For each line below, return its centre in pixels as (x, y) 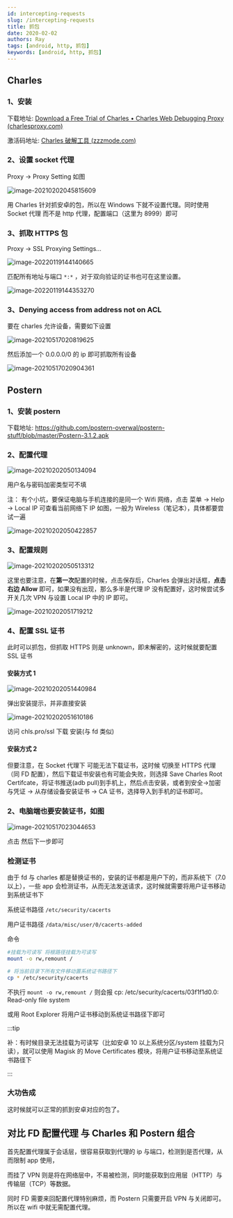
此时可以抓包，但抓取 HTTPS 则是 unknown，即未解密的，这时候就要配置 (112, 647)
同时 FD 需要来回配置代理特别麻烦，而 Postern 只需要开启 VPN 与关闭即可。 (116, 1198)
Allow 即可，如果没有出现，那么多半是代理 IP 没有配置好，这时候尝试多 (123, 589)
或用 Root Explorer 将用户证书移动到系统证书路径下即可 (86, 1014)
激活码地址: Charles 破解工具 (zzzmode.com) (72, 140)
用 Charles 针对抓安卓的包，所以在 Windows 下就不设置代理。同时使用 (108, 204)
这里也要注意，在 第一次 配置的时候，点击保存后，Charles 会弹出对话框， (111, 580)
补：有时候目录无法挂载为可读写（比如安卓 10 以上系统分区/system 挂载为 (113, 1042)
